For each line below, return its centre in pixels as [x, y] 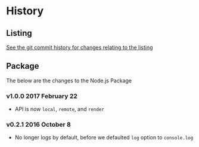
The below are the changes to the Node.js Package [69, 80]
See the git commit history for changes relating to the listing [80, 47]
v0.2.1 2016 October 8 [39, 125]
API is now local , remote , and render [59, 109]
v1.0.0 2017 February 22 [42, 96]
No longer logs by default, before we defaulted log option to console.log [104, 137]
